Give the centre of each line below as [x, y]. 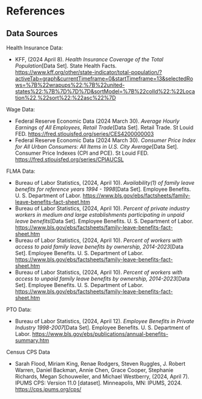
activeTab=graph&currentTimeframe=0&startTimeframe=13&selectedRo [104, 79]
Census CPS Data [28, 352]
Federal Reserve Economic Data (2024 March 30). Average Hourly [97, 121]
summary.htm [32, 340]
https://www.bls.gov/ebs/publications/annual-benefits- [100, 334]
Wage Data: [21, 109]
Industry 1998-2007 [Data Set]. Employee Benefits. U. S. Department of [103, 327]
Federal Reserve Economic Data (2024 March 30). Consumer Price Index [106, 140]
